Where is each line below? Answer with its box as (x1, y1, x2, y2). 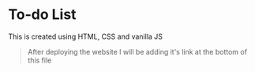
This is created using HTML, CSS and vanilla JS (8, 32, 163, 41)
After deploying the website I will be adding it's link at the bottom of (27, 47, 247, 56)
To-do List (8, 6, 77, 24)
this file (27, 55, 52, 65)
